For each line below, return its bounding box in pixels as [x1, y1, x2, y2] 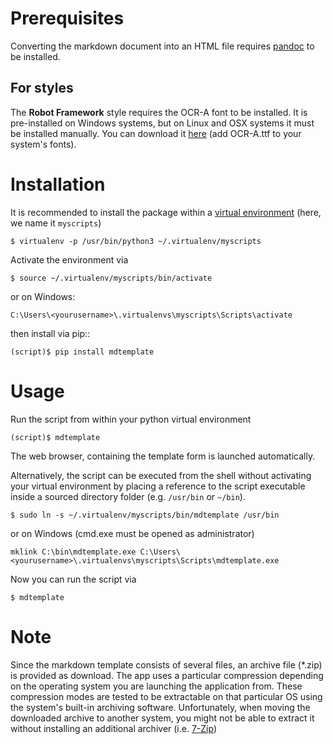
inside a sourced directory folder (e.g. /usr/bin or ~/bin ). [10, 490, 246, 502]
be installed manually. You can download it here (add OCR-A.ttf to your [10, 127, 302, 139]
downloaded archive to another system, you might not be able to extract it [10, 712, 315, 724]
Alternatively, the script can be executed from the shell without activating [10, 469, 312, 481]
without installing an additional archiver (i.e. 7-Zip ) [10, 722, 218, 734]
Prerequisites [10, 7, 125, 30]
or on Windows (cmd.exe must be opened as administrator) [10, 527, 255, 539]
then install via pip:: [10, 327, 91, 339]
